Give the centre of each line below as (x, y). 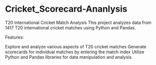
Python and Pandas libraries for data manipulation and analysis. (69, 57)
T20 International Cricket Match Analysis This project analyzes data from (78, 22)
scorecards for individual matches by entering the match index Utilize (75, 52)
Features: (15, 37)
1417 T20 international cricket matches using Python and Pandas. (71, 27)
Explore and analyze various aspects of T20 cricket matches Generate (76, 46)
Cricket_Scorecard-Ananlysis (66, 9)
